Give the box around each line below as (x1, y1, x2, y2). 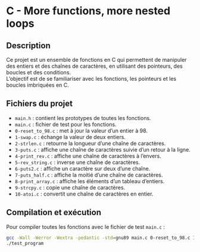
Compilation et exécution (6, 207, 101, 218)
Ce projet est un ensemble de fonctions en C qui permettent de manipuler (6, 56, 187, 63)
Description (6, 40, 51, 51)
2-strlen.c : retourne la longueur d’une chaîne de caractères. (14, 140, 166, 147)
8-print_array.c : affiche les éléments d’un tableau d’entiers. (14, 177, 165, 185)
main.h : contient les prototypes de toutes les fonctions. (14, 114, 151, 121)
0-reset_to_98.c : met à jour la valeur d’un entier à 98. (14, 127, 148, 134)
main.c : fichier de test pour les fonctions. (14, 121, 117, 128)
